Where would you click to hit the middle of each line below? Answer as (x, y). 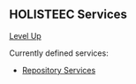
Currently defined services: (59, 53)
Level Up (25, 35)
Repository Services (59, 70)
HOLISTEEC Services (68, 15)
